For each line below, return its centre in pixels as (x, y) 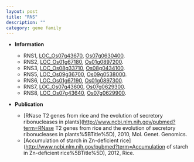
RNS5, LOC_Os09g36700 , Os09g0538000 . (75, 74)
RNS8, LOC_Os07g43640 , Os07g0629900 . (75, 93)
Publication (29, 104)
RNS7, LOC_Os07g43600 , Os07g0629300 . (74, 87)
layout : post (22, 11)
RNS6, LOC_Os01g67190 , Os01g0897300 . (73, 81)
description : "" (26, 22)
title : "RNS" (22, 17)
